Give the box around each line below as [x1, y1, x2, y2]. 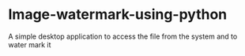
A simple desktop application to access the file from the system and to [8, 32, 238, 41]
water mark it [8, 39, 51, 49]
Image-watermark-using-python [8, 6, 228, 24]
